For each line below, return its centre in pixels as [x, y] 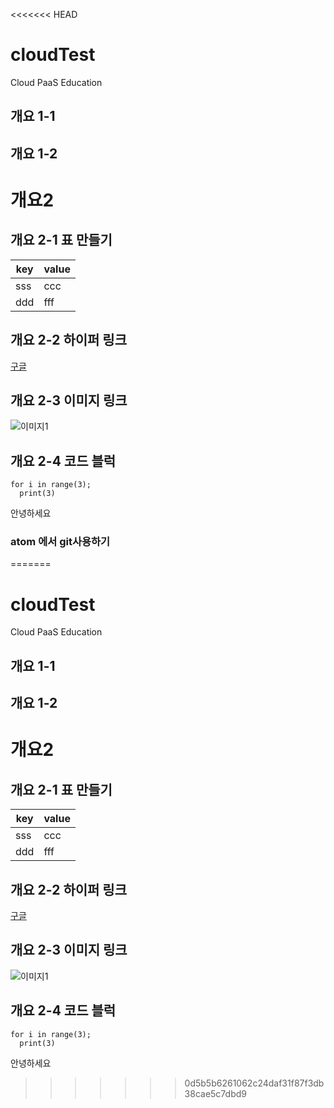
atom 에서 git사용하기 [60, 542]
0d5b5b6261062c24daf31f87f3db [254, 1083]
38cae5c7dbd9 [215, 1093]
